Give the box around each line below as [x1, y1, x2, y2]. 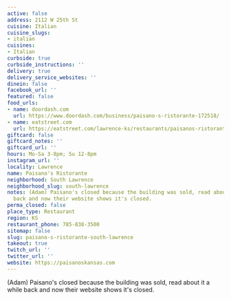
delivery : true [7, 67, 51, 74]
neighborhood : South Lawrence [7, 176, 94, 183]
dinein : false [7, 80, 48, 87]
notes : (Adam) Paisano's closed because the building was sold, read [7, 189, 211, 196]
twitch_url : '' [7, 247, 51, 254]
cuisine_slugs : [7, 29, 51, 36]
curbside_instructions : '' [7, 61, 85, 68]
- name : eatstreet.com [7, 118, 72, 126]
